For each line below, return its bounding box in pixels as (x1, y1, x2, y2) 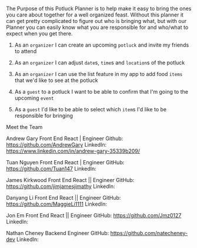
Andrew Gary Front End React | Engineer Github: (6, 135, 123, 142)
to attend (14, 48, 37, 55)
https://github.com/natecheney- (110, 230, 188, 236)
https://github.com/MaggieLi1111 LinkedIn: (6, 200, 107, 207)
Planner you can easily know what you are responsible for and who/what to (6, 24, 189, 31)
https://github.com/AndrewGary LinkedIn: (6, 141, 107, 148)
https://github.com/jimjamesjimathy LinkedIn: (6, 183, 116, 190)
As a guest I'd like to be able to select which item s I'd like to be (14, 106, 166, 113)
